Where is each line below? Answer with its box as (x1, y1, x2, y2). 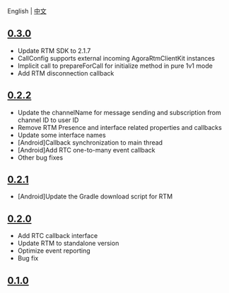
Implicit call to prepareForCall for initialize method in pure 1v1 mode (17, 61, 213, 70)
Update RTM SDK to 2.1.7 (17, 46, 91, 55)
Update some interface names (17, 131, 106, 139)
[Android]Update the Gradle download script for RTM (17, 192, 173, 201)
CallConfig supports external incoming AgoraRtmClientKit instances (17, 54, 216, 62)
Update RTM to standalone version (17, 239, 119, 248)
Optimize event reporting (17, 246, 90, 255)
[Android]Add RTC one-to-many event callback (17, 145, 155, 154)
